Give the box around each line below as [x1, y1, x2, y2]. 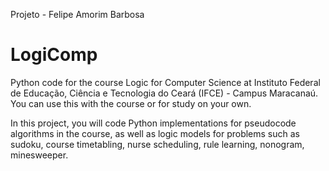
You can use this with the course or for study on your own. [10, 97, 252, 109]
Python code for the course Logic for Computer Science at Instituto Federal [10, 76, 321, 88]
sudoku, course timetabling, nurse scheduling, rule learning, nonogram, [10, 138, 305, 150]
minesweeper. [10, 149, 69, 161]
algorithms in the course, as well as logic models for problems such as [10, 127, 300, 139]
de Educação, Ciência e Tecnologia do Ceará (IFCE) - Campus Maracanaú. [10, 87, 319, 99]
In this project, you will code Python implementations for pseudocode [10, 117, 297, 129]
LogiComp [10, 44, 98, 66]
